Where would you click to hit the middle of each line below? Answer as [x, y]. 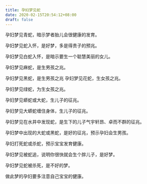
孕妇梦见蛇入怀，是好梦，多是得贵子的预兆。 [52, 46]
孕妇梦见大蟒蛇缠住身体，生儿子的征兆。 [48, 111]
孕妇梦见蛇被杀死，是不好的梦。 [39, 166]
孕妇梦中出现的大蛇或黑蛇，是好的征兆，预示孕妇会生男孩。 [68, 133]
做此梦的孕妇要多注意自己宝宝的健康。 [46, 176]
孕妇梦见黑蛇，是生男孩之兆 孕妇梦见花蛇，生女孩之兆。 [64, 78]
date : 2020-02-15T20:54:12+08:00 [41, 15]
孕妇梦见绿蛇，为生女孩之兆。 [37, 89]
